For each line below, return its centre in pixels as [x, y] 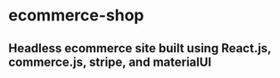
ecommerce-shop [76, 16]
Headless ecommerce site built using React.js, [140, 48]
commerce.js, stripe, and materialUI [110, 62]
